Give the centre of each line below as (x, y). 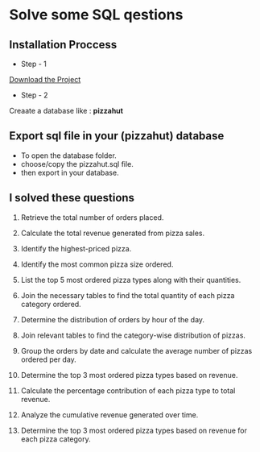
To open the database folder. (69, 156)
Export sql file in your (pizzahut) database (117, 136)
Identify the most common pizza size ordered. (97, 264)
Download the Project (45, 79)
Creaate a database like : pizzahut (66, 111)
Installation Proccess (63, 45)
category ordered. (51, 304)
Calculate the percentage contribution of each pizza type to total (128, 390)
